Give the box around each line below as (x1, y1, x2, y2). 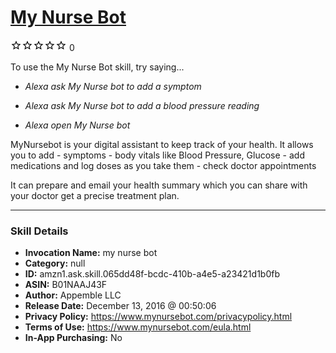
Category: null (24, 257, 86, 270)
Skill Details (10, 224, 69, 238)
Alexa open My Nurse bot (24, 119, 131, 131)
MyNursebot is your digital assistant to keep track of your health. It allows (10, 138, 314, 150)
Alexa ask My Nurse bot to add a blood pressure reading (24, 99, 260, 111)
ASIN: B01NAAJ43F (24, 279, 108, 291)
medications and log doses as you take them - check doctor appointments (10, 159, 317, 171)
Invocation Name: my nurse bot (24, 247, 158, 259)
